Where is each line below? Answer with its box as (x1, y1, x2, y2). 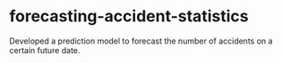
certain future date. (9, 44, 81, 55)
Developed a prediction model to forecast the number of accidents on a (9, 35, 273, 46)
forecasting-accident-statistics (9, 6, 249, 27)
